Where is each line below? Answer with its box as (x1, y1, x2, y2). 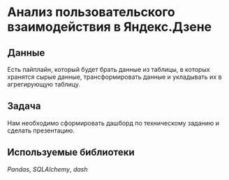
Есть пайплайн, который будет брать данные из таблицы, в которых (7, 66, 211, 73)
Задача (7, 100, 41, 112)
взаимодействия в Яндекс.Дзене (7, 19, 212, 35)
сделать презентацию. (7, 126, 75, 135)
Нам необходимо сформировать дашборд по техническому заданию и (7, 119, 220, 127)
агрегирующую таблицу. (7, 80, 80, 88)
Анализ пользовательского (7, 4, 176, 20)
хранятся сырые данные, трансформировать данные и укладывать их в (7, 73, 222, 81)
